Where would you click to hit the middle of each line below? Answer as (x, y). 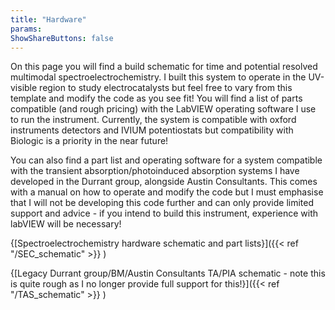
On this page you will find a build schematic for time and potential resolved (164, 67)
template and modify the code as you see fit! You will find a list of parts (156, 98)
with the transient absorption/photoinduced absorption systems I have (155, 171)
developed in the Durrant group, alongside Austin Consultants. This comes (164, 182)
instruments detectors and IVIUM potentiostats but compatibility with (152, 130)
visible (24, 88)
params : (26, 29)
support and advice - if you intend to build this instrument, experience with (164, 213)
